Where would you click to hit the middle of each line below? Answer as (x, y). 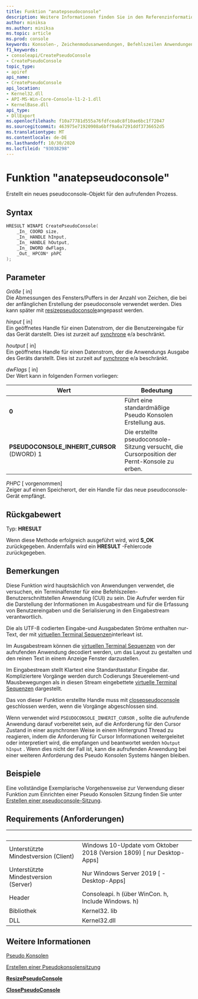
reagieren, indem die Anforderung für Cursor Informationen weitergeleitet (95, 736)
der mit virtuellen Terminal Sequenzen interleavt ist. (81, 634)
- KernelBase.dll (27, 105)
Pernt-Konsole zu (149, 461)
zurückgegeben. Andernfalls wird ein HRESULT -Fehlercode (79, 546)
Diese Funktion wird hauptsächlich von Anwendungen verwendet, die (90, 585)
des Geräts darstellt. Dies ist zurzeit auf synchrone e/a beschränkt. (87, 358)
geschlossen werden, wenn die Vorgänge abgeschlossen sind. (82, 706)
